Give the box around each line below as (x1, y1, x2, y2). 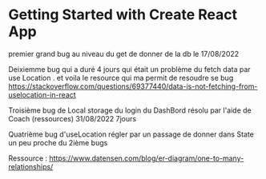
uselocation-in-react (8, 89, 76, 99)
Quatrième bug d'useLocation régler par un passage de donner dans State (8, 129, 254, 139)
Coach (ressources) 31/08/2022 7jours (8, 113, 137, 123)
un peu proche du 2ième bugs (8, 137, 108, 147)
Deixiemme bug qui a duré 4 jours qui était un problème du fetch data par (8, 64, 251, 74)
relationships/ (8, 161, 54, 171)
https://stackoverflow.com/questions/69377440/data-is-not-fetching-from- (8, 82, 258, 91)
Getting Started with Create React (8, 6, 238, 24)
